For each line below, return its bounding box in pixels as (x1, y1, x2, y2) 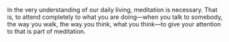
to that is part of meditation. (7, 27, 86, 35)
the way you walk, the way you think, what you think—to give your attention (7, 20, 221, 28)
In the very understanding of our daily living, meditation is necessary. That (7, 6, 218, 14)
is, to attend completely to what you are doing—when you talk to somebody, (7, 13, 223, 21)
